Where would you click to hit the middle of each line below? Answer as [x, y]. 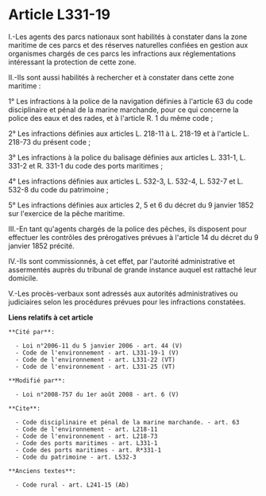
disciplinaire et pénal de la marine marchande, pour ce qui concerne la [123, 110]
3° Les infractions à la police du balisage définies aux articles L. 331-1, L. [127, 157]
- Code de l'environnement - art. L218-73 [87, 436]
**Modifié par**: [37, 380]
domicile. [23, 278]
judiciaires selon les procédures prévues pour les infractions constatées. [127, 302]
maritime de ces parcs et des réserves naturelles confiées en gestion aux [128, 45]
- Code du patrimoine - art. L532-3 [76, 457]
